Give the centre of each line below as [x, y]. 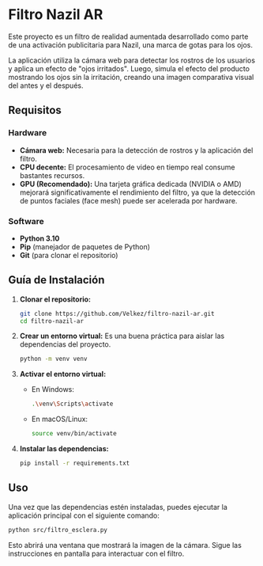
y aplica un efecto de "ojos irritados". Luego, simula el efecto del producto [129, 68]
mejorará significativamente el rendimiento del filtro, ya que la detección [137, 192]
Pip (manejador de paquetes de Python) [85, 246]
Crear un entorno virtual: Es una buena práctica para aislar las [122, 336]
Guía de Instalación [56, 280]
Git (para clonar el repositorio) [69, 255]
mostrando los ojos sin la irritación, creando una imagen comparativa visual [131, 77]
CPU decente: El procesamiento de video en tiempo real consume [127, 167]
